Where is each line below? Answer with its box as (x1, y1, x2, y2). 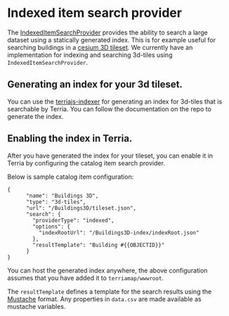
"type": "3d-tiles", (25, 198, 86, 206)
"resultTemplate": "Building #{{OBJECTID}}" (32, 241, 165, 248)
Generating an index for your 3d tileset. (7, 79, 183, 91)
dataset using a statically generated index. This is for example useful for (7, 35, 216, 44)
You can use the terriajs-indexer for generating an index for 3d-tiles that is (7, 97, 223, 106)
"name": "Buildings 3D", (25, 192, 99, 199)
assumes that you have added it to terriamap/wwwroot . (7, 273, 164, 282)
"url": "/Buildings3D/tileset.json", (25, 204, 137, 212)
